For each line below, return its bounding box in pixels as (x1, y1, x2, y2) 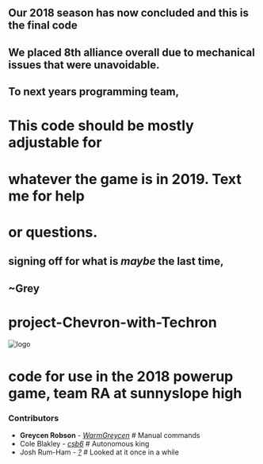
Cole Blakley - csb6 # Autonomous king (19, 439, 150, 448)
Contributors (8, 412, 59, 424)
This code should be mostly (8, 117, 194, 135)
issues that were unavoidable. (8, 58, 160, 71)
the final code (8, 19, 78, 33)
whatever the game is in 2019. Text (8, 170, 242, 188)
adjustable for (8, 134, 102, 151)
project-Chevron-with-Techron (8, 313, 218, 332)
